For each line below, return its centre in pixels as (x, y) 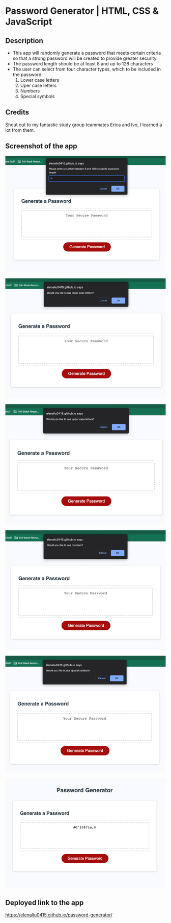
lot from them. (20, 130)
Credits (17, 112)
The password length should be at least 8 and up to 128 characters (83, 64)
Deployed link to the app (45, 902)
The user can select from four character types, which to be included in (87, 69)
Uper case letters (38, 85)
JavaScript (29, 22)
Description (24, 41)
